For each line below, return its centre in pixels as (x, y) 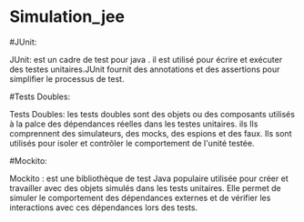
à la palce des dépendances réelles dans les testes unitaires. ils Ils (134, 124)
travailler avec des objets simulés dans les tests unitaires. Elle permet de (145, 187)
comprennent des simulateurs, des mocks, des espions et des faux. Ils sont (151, 133)
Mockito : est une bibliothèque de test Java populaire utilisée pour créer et (149, 178)
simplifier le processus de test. (67, 78)
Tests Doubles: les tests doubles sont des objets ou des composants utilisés (152, 114)
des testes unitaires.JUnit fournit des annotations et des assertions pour (145, 69)
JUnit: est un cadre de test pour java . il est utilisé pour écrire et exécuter (146, 59)
